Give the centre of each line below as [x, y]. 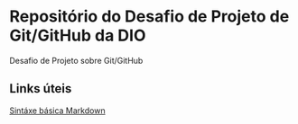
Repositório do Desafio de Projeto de [149, 17]
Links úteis [41, 89]
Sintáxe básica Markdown [57, 111]
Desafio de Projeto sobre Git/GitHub [76, 60]
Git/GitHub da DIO [78, 35]
